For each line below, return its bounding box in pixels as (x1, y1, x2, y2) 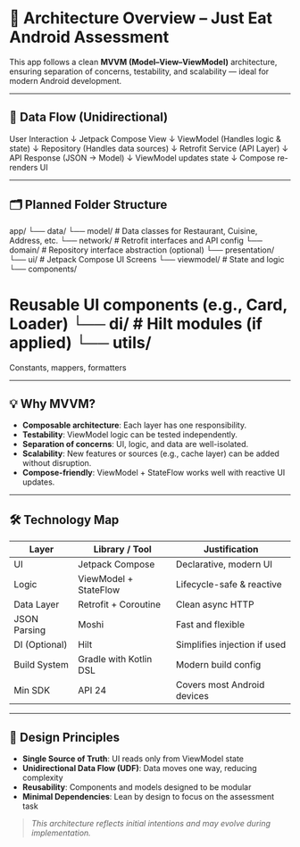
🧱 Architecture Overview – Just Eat (9, 8, 272, 29)
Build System (13, 659, 69, 671)
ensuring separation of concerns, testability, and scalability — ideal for (9, 66, 270, 77)
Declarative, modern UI (175, 558, 273, 570)
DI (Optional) (13, 638, 68, 651)
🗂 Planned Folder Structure (9, 197, 168, 212)
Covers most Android (175, 678, 265, 691)
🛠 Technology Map (9, 512, 120, 527)
